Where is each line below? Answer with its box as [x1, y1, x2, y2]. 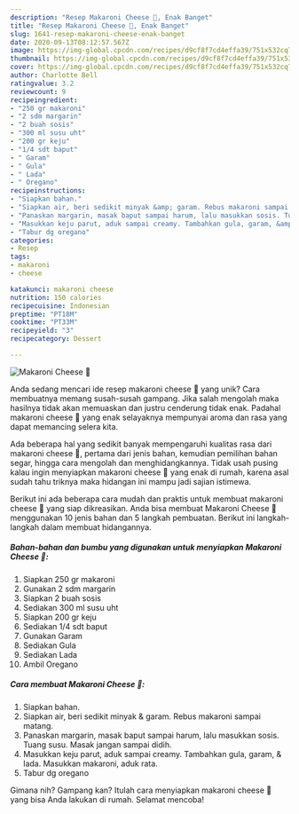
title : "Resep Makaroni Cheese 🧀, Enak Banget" [10, 21, 190, 30]
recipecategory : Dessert [10, 335, 102, 344]
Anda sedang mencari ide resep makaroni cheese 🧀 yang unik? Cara [10, 383, 261, 394]
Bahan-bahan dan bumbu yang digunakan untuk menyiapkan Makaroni [10, 542, 282, 553]
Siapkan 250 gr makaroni [22, 573, 115, 584]
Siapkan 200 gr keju [22, 612, 97, 622]
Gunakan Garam [22, 630, 83, 641]
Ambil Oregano [22, 659, 79, 669]
